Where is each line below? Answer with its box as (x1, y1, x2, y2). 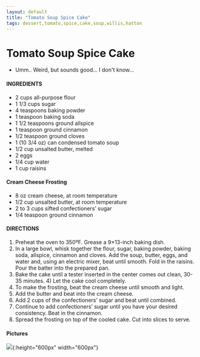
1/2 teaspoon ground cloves (15, 132, 85, 139)
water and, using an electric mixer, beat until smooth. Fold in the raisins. (15, 258, 195, 265)
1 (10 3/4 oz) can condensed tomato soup (15, 139, 119, 146)
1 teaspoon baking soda (15, 113, 75, 120)
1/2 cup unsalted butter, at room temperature (15, 198, 127, 205)
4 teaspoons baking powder (15, 107, 86, 114)
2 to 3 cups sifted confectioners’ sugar (15, 204, 112, 212)
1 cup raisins (15, 164, 47, 172)
